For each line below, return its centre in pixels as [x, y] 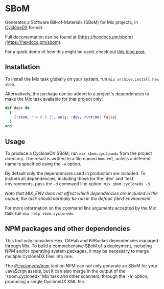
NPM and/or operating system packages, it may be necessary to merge [77, 251]
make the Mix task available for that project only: [54, 99]
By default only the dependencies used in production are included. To [75, 173]
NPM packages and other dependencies [68, 229]
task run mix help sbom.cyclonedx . [40, 213]
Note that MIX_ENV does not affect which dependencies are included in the [82, 193]
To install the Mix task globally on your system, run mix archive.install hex [82, 79]
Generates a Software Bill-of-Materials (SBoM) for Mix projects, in [71, 22]
